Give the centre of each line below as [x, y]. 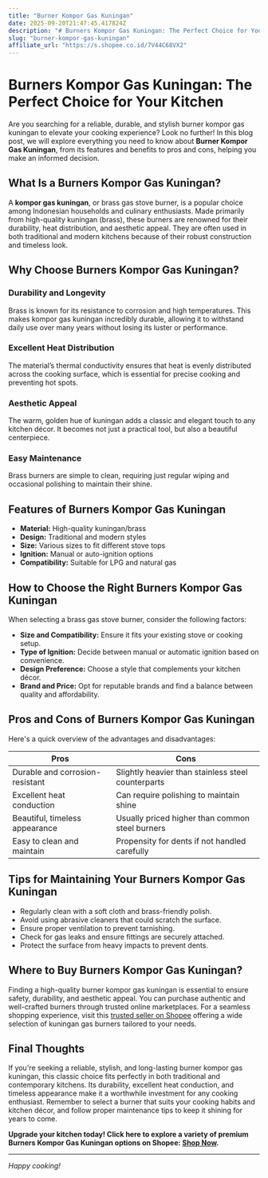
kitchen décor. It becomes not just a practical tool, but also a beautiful [123, 429]
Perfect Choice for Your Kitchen [116, 102]
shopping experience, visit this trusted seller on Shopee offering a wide [126, 1015]
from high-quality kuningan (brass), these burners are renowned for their [128, 219]
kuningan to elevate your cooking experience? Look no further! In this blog [131, 133]
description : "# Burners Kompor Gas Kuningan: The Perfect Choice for [128, 30]
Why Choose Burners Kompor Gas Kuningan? [124, 270]
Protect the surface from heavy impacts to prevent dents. [114, 945]
